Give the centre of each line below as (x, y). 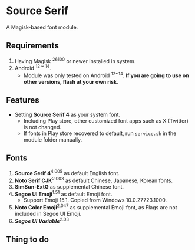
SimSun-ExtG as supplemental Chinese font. (69, 186)
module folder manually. (53, 139)
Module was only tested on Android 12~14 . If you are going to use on (106, 75)
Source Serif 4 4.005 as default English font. (67, 172)
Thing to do (27, 240)
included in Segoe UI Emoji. (48, 213)
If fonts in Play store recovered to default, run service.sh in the (100, 133)
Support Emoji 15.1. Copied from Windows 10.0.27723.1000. (95, 200)
